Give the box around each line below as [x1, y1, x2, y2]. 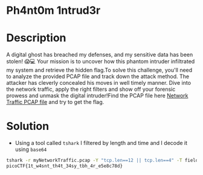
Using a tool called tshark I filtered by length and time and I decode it [14, 140, 188, 147]
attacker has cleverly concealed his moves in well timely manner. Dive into [6, 79, 192, 87]
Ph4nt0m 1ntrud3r [6, 4, 101, 17]
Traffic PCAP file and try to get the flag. [6, 99, 105, 106]
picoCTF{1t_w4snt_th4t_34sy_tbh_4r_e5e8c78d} [6, 163, 123, 169]
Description [6, 31, 66, 45]
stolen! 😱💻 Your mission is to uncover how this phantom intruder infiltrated [6, 58, 195, 65]
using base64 [14, 146, 47, 153]
